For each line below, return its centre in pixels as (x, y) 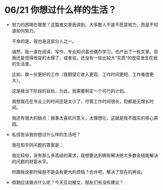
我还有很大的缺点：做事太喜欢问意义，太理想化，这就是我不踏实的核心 (83, 118)
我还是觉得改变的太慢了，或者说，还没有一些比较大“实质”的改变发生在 (82, 57)
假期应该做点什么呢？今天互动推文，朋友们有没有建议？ (68, 182)
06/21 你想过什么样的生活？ (61, 10)
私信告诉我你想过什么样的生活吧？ (46, 134)
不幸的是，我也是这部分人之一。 (44, 41)
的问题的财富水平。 (31, 161)
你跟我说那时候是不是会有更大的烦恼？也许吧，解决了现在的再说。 (78, 172)
